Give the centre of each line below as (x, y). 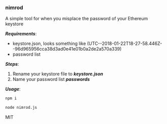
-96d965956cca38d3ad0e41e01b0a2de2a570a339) (67, 49)
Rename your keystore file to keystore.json (58, 74)
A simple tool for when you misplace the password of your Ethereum (77, 19)
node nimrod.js (21, 108)
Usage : (13, 89)
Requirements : (21, 34)
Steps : (12, 64)
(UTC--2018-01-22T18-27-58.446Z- (124, 44)
